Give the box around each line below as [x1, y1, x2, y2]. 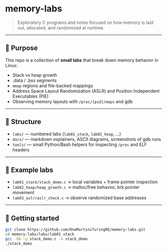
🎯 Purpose [5, 44, 38, 52]
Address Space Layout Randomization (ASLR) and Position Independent [12, 88, 160, 94]
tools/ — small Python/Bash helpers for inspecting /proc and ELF [12, 141, 148, 147]
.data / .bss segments [12, 77, 57, 83]
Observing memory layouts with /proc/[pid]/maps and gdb [12, 98, 133, 105]
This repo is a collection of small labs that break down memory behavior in [5, 57, 159, 63]
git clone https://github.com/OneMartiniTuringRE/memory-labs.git [5, 227, 146, 232]
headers [12, 146, 30, 152]
